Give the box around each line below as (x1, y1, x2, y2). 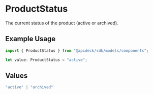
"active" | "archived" (5, 85, 53, 90)
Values (5, 71, 28, 80)
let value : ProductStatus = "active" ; (5, 57, 87, 62)
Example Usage (5, 35, 56, 43)
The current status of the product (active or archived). (5, 20, 118, 26)
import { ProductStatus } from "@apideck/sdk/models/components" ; (5, 48, 149, 53)
